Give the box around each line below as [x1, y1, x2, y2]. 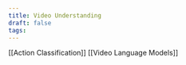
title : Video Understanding [8, 11, 102, 20]
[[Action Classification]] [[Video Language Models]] [8, 48, 179, 58]
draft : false [8, 19, 52, 27]
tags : [8, 26, 26, 34]
